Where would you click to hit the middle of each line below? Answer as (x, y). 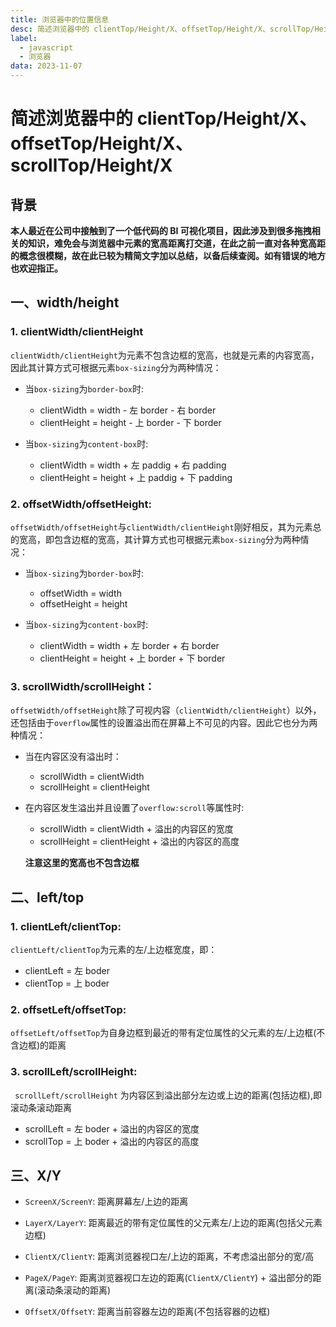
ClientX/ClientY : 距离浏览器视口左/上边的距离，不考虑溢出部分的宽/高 (169, 1257)
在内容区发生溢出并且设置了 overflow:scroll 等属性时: (134, 808)
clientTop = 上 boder (67, 983)
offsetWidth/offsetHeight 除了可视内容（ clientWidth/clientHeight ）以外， (166, 710)
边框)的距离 (42, 1045)
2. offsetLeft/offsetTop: (68, 1009)
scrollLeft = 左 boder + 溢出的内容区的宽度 (112, 1128)
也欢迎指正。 (36, 268)
